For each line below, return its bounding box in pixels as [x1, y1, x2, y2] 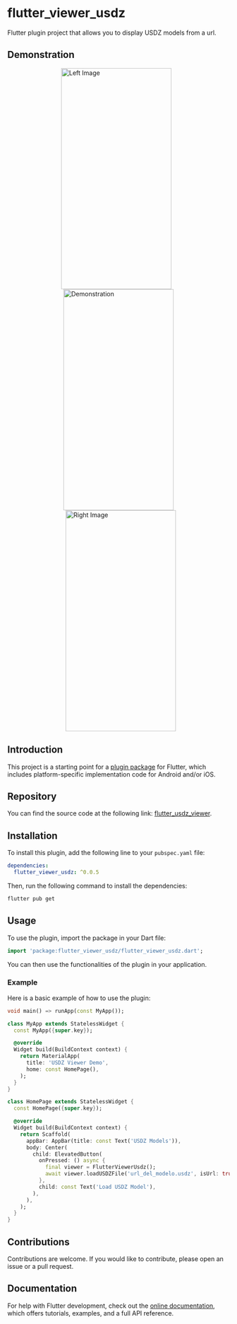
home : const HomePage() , [25, 1066, 99, 1073]
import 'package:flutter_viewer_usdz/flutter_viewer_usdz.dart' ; [7, 947, 203, 954]
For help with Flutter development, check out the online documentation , [7, 1301, 215, 1310]
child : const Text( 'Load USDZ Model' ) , [38, 1183, 157, 1190]
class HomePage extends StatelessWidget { [7, 1098, 134, 1105]
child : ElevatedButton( [32, 1151, 102, 1158]
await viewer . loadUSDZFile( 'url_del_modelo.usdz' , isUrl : [44, 1171, 219, 1178]
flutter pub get [7, 895, 55, 902]
